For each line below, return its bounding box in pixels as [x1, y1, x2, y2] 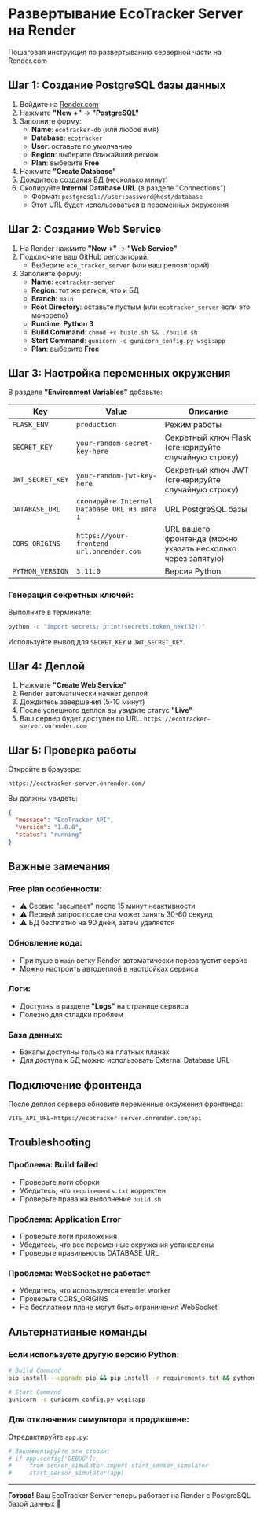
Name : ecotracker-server [31, 277, 115, 286]
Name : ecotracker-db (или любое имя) [31, 124, 159, 134]
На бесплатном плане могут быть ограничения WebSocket [19, 1303, 218, 1312]
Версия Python [164, 566, 222, 577]
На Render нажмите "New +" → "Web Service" [19, 243, 178, 253]
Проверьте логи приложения [19, 1231, 118, 1241]
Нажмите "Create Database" [19, 166, 116, 175]
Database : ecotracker [31, 133, 104, 142]
